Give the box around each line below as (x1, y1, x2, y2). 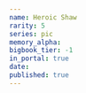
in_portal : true (9, 54, 69, 63)
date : (9, 63, 29, 72)
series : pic (9, 29, 53, 38)
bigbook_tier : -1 (9, 46, 74, 55)
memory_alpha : (9, 37, 62, 47)
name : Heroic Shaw (9, 12, 77, 22)
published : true (9, 71, 69, 80)
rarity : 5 (9, 21, 46, 30)
